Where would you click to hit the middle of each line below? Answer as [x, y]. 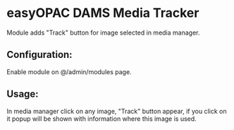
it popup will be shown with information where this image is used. [101, 119]
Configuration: [39, 55]
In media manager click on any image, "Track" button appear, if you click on [117, 111]
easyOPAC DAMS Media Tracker [103, 13]
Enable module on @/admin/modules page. [69, 71]
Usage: [23, 94]
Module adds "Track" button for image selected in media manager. [103, 32]
